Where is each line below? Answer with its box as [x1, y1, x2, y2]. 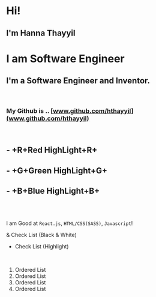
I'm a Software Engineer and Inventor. [6, 76, 151, 86]
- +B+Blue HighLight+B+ [6, 186, 100, 196]
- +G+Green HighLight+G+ [6, 166, 108, 176]
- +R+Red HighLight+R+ [6, 145, 98, 155]
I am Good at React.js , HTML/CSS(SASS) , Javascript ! [6, 220, 133, 227]
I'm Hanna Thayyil [6, 28, 76, 38]
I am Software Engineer [6, 52, 125, 65]
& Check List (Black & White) [6, 232, 77, 239]
